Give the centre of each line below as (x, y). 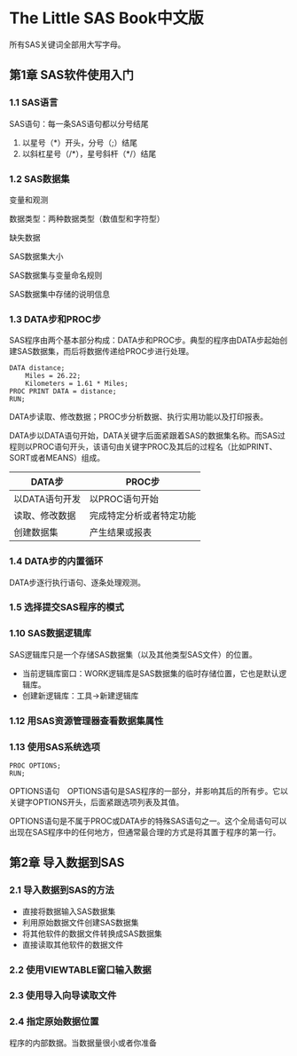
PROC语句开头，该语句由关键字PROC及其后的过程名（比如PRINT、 (155, 447)
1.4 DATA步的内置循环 (56, 562)
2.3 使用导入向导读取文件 (63, 996)
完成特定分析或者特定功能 (143, 516)
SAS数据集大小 (36, 256)
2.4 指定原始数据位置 (54, 1021)
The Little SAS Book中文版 (106, 18)
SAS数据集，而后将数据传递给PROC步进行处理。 (105, 351)
